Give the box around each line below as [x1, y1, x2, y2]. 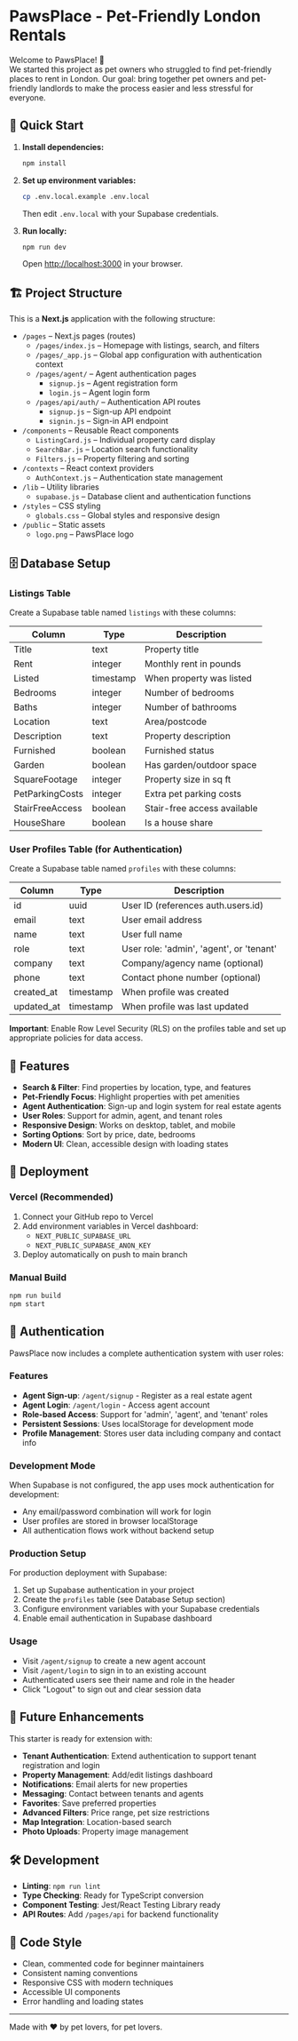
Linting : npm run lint [21, 1881, 101, 1892]
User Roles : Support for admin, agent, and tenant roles [21, 1110, 223, 1120]
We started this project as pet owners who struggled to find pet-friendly [9, 64, 272, 75]
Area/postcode [145, 715, 208, 728]
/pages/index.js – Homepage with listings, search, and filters [35, 340, 260, 351]
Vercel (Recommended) [9, 1191, 114, 1203]
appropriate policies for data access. [9, 1032, 144, 1043]
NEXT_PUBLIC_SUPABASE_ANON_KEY [35, 1241, 152, 1250]
